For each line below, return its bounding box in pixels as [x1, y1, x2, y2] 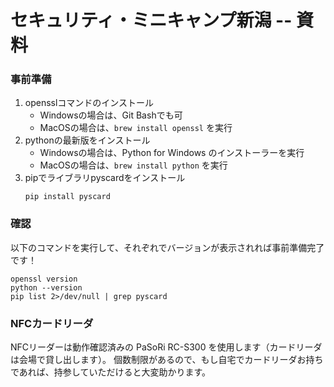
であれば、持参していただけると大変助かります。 [10, 366, 212, 378]
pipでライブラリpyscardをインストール [24, 172, 186, 184]
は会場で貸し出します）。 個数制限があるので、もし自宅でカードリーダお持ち [10, 354, 324, 366]
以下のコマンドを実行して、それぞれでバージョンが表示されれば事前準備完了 [10, 241, 325, 253]
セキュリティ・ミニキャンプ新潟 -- [10, 9, 293, 32]
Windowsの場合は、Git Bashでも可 [39, 109, 183, 121]
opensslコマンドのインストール [24, 97, 155, 109]
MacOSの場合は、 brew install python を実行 [39, 159, 228, 171]
